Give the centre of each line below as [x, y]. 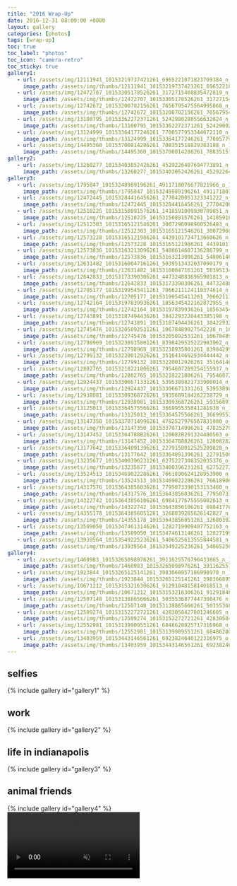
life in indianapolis [48, 752]
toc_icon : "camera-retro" [45, 60]
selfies [23, 674]
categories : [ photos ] [39, 34]
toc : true [22, 47]
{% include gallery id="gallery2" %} [59, 730]
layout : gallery [31, 27]
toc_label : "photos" [38, 54]
